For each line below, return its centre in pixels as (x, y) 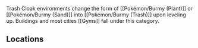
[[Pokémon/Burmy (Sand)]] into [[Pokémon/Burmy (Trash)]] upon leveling (96, 15)
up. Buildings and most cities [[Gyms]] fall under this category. (83, 21)
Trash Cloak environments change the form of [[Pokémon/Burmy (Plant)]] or (100, 8)
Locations (25, 40)
